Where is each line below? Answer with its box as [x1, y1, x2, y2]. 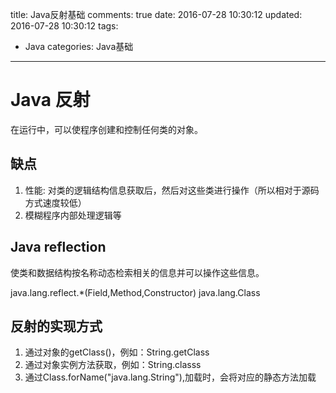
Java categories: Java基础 [24, 41, 134, 52]
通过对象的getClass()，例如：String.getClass [24, 346, 210, 358]
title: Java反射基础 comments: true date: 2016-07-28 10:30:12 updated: [10, 9, 303, 20]
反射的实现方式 [10, 318, 103, 335]
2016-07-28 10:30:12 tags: [10, 20, 119, 32]
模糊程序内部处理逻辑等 [24, 209, 122, 221]
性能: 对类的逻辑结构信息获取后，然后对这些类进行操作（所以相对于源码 [24, 184, 320, 196]
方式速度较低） [24, 196, 87, 208]
